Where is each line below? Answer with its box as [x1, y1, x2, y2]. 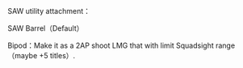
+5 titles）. [39, 51, 76, 60]
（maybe [7, 51, 38, 60]
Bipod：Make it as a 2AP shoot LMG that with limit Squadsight [7, 40, 215, 50]
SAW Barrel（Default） [7, 23, 84, 33]
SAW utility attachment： [7, 6, 90, 15]
